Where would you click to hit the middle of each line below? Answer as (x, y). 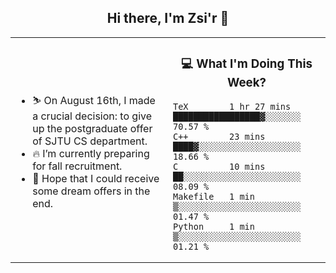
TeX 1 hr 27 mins (232, 106)
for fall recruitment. (77, 166)
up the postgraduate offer (92, 128)
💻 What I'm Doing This (247, 64)
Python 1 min (214, 226)
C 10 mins (219, 166)
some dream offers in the (91, 191)
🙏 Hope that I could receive (96, 178)
